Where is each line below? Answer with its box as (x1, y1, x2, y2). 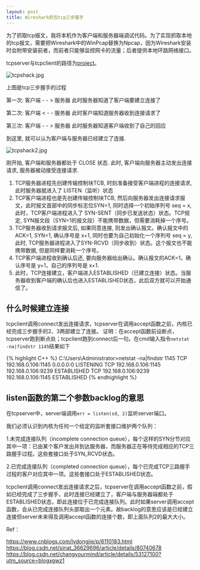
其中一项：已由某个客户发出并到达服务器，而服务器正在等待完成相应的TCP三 (6, 443, 195, 450)
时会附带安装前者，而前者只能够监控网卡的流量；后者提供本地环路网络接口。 (6, 46, 195, 54)
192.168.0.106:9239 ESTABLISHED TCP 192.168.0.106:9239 (6, 367, 150, 375)
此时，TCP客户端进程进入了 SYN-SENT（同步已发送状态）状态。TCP (14, 209, 185, 216)
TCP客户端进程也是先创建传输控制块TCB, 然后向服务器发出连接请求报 (14, 194, 186, 201)
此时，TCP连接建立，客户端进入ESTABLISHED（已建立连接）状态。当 (14, 269, 186, 276)
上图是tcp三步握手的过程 (6, 83, 67, 91)
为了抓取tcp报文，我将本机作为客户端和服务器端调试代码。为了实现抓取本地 (6, 31, 192, 39)
